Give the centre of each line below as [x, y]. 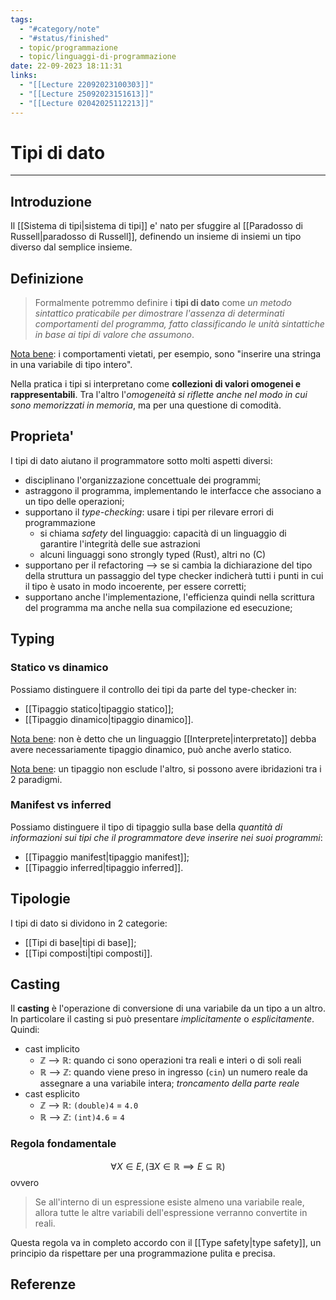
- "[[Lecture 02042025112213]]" [87, 103]
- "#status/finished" [64, 38]
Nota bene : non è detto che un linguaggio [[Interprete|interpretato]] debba [163, 738]
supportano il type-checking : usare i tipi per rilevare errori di [149, 512]
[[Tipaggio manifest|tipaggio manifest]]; [107, 857]
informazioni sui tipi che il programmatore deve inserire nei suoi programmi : [166, 837]
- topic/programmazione [68, 47]
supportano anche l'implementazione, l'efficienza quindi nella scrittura [169, 597]
